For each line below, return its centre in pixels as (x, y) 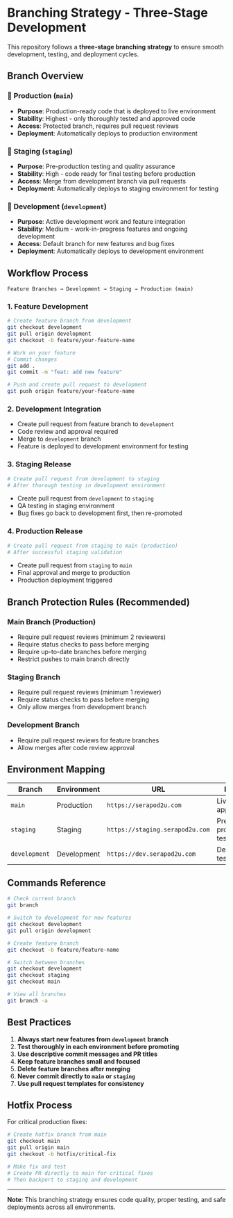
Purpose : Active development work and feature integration (101, 222)
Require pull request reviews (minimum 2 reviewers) (92, 637)
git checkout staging (38, 975)
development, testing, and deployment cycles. (73, 54)
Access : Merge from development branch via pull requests (101, 181)
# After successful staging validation (65, 552)
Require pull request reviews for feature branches (88, 740)
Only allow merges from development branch (82, 707)
